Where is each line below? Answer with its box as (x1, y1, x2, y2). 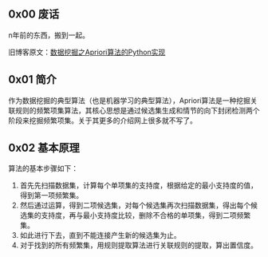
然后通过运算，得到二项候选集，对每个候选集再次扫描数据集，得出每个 (19, 200, 251, 210)
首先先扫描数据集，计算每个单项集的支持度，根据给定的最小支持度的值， (19, 180, 258, 190)
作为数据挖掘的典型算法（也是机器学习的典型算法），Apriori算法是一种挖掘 (8, 95, 251, 105)
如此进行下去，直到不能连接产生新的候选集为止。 (19, 231, 181, 240)
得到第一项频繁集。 (19, 191, 84, 200)
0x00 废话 (8, 7, 60, 22)
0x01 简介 (8, 73, 57, 86)
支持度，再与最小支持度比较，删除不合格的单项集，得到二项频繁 (41, 211, 251, 220)
